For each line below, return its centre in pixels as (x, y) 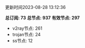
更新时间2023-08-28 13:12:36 (35, 7)
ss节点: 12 (22, 41)
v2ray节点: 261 (27, 28)
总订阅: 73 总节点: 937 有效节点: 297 (42, 18)
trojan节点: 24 (26, 34)
